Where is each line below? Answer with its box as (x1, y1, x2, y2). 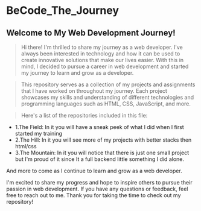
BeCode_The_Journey (6, 4, 120, 17)
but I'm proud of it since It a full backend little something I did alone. (14, 156, 184, 163)
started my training (14, 130, 62, 137)
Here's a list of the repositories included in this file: (21, 112, 148, 119)
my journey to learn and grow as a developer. (21, 69, 134, 76)
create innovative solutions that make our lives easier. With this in (21, 57, 184, 63)
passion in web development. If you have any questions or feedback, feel (6, 185, 188, 192)
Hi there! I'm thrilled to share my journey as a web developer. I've (21, 43, 183, 51)
